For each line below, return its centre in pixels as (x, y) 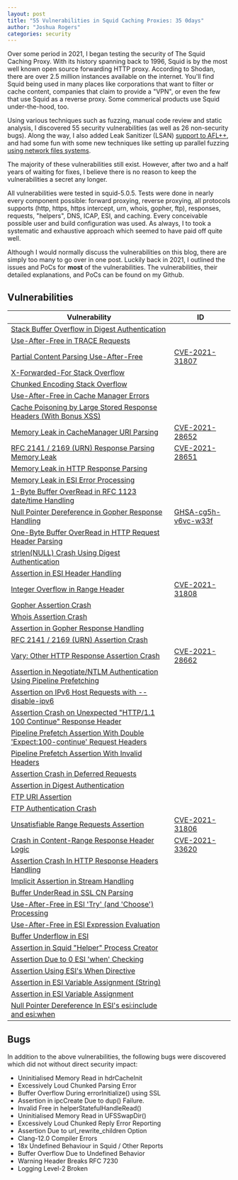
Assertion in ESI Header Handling (66, 574)
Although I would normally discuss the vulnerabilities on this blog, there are (117, 252)
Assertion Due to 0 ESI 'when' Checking (77, 959)
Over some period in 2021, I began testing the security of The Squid (106, 54)
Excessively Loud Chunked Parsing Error (77, 1085)
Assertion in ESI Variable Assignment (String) (86, 983)
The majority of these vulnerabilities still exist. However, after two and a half (118, 165)
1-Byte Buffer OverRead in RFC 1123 (74, 492)
